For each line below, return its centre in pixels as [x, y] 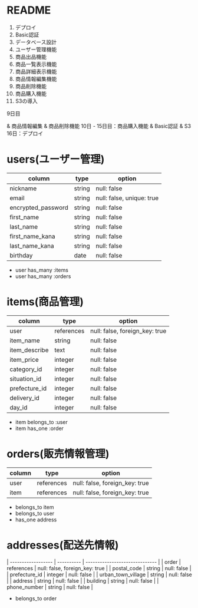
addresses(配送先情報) [63, 545]
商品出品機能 [31, 57]
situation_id [26, 379]
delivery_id [25, 398]
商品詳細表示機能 [36, 71]
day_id [19, 407]
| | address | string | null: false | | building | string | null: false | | [83, 580]
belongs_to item [34, 507]
